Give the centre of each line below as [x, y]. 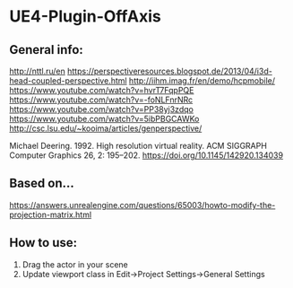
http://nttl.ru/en [37, 71]
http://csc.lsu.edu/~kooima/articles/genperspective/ [106, 128]
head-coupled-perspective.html [68, 81]
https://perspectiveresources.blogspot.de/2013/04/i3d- [170, 71]
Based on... [42, 183]
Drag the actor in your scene [75, 264]
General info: [46, 50]
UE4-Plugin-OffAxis [85, 17]
